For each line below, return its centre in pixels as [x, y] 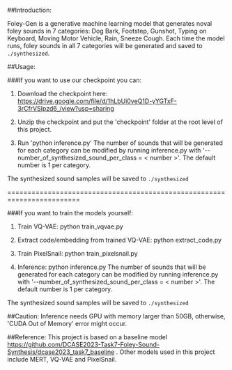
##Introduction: [30, 10]
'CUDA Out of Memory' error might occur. [67, 324]
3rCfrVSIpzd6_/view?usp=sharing [66, 108]
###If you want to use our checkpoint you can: [74, 80]
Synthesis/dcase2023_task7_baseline [61, 352]
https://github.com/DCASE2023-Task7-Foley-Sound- [84, 345]
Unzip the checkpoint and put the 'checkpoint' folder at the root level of [120, 122]
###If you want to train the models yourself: [70, 213]
